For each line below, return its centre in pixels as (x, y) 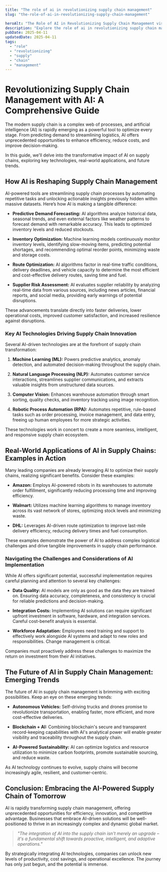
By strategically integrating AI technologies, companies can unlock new (78, 854)
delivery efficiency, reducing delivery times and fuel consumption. (80, 531)
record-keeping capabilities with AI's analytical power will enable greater (87, 732)
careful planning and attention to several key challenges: (63, 581)
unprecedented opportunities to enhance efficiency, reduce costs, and (78, 140)
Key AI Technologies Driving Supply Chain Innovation (71, 334)
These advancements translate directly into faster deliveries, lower (73, 310)
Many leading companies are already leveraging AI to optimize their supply (82, 470)
